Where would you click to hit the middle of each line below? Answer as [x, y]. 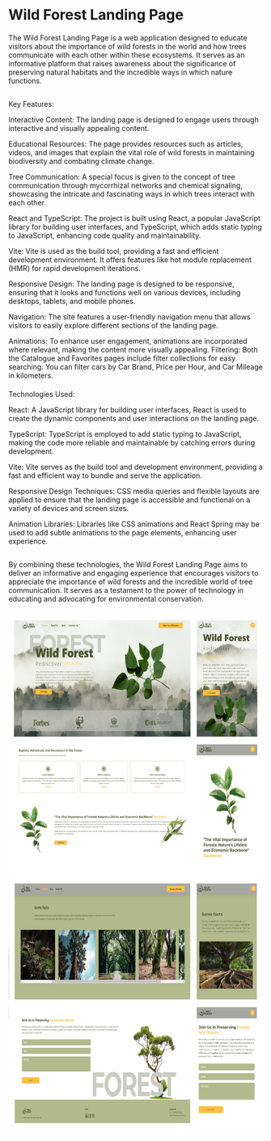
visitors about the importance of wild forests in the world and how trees [127, 46]
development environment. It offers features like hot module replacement [130, 260]
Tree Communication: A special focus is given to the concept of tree [122, 177]
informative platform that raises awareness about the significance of [122, 63]
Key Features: [31, 104]
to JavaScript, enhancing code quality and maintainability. [105, 235]
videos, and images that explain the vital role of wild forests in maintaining [131, 153]
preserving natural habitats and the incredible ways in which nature [121, 72]
